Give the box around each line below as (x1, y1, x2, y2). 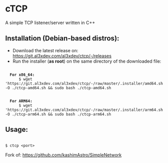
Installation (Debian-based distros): (5, 34, 120, 43)
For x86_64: (10, 72, 35, 77)
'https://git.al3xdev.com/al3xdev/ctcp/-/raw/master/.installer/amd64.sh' (5, 81, 165, 86)
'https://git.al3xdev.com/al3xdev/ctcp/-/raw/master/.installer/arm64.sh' (5, 107, 165, 112)
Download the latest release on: (12, 47, 78, 53)
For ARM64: (10, 98, 33, 103)
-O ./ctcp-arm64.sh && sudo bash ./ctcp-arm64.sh (5, 111, 112, 117)
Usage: (5, 125, 29, 134)
